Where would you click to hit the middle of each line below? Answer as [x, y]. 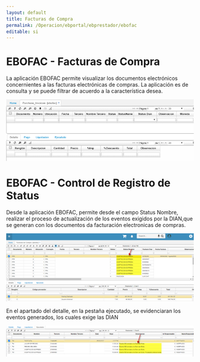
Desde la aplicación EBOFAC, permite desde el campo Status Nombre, [92, 212]
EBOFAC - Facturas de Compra [83, 62]
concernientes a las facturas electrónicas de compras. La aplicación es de [97, 85]
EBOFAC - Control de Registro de [88, 183]
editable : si [22, 32]
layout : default [26, 13]
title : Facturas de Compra [40, 19]
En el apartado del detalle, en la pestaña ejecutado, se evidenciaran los [93, 311]
